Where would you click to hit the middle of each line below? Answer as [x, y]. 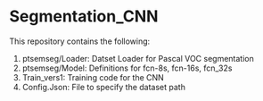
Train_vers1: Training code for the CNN [93, 77]
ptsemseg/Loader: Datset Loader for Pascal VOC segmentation [138, 58]
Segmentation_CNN [84, 17]
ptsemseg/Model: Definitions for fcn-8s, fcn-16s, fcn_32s [127, 68]
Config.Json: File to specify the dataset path [103, 87]
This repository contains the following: [80, 41]
